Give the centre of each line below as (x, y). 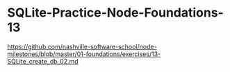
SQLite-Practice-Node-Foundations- (115, 13)
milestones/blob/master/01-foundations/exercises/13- (84, 54)
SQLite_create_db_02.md (43, 61)
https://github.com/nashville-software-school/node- (82, 46)
